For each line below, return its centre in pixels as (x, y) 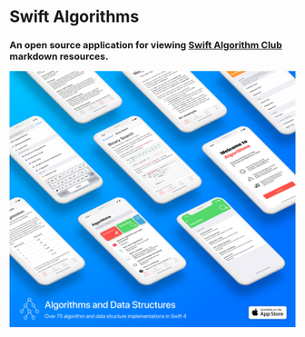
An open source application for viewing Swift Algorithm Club (146, 45)
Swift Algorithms (74, 17)
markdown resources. (59, 56)
